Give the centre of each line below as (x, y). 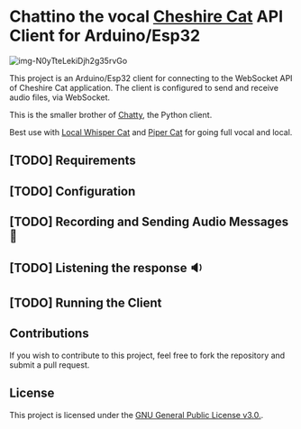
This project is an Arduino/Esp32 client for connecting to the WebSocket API (151, 78)
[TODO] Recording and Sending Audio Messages (149, 222)
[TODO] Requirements (73, 161)
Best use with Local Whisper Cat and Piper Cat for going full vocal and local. (151, 132)
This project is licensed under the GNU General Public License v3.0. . (137, 415)
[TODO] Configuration (73, 191)
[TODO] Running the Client (86, 302)
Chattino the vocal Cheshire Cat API (146, 17)
